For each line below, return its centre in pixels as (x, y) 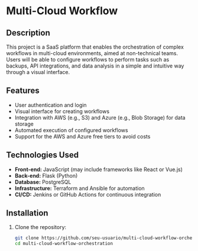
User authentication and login (51, 105)
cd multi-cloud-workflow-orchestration (64, 244)
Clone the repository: (40, 227)
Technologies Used (42, 155)
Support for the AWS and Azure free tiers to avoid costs (82, 136)
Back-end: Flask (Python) (46, 175)
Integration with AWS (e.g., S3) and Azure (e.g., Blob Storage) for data (100, 117)
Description (28, 33)
